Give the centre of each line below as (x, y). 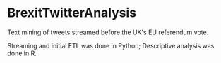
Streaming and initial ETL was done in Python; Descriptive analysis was (111, 45)
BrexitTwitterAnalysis (72, 13)
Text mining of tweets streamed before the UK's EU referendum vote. (108, 32)
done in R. (22, 53)
